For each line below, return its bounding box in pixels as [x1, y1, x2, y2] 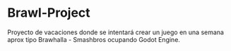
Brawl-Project [7, 5, 90, 21]
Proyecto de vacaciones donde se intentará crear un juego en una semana [7, 28, 225, 36]
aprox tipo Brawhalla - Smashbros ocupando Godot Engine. [7, 35, 180, 43]
